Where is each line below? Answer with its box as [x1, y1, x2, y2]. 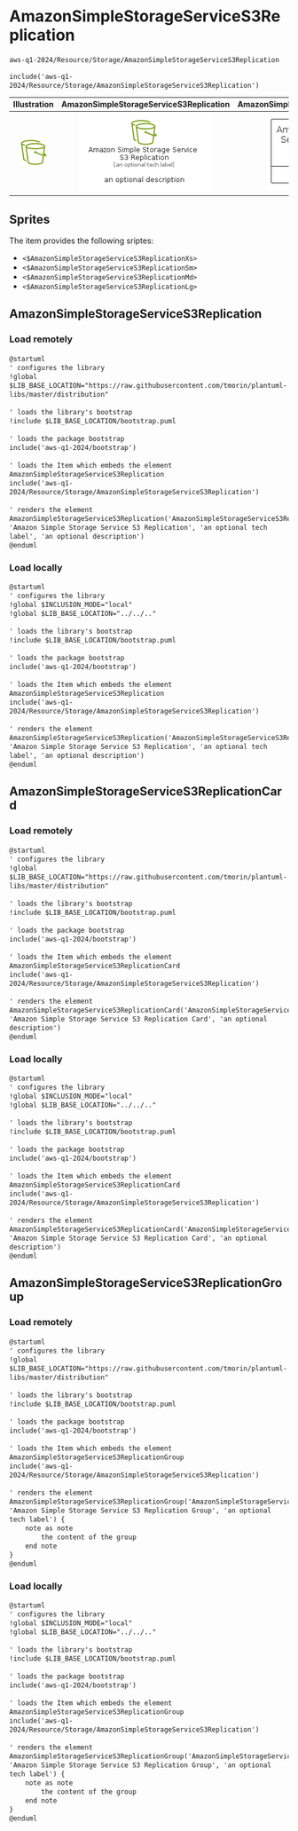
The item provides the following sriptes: [9, 235, 154, 246]
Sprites [9, 211, 51, 227]
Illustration [12, 99, 55, 110]
